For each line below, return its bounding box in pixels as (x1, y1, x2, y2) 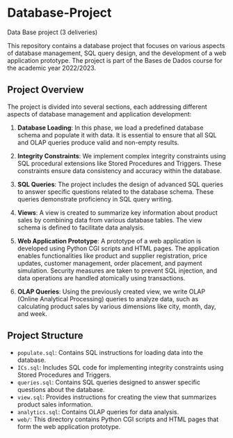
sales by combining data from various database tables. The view (17, 216, 203, 224)
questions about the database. (17, 385, 105, 393)
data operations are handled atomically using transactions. (17, 273, 186, 282)
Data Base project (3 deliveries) (7, 28, 98, 36)
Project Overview (7, 84, 84, 96)
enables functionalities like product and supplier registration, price (17, 251, 207, 259)
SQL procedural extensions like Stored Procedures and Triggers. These (17, 159, 222, 167)
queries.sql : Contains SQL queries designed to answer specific (17, 378, 200, 386)
